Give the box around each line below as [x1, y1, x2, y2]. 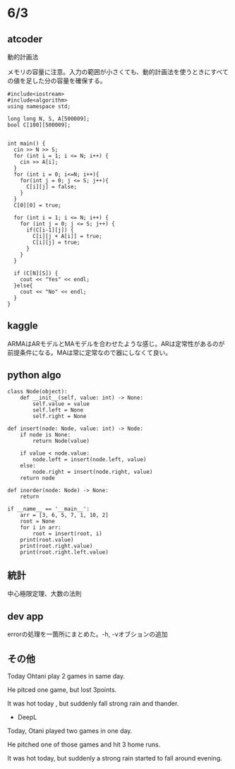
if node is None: [20, 431, 71, 439]
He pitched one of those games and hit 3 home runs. [7, 740, 161, 749]
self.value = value [32, 400, 90, 407]
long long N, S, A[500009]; [7, 115, 90, 122]
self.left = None [32, 406, 83, 414]
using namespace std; [7, 103, 71, 110]
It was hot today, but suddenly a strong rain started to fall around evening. [7, 754, 222, 763]
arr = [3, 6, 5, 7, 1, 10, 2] [20, 511, 109, 518]
